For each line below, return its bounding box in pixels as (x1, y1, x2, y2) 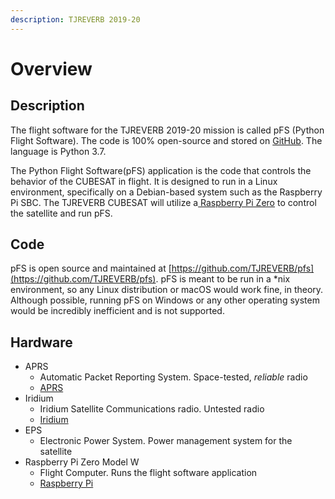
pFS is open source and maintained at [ (10, 262, 172, 275)
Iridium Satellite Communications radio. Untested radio (39, 403, 265, 415)
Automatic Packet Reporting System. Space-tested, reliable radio (39, 371, 308, 383)
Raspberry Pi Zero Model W (24, 456, 140, 468)
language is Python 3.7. (10, 145, 107, 157)
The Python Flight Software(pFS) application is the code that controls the (10, 164, 312, 176)
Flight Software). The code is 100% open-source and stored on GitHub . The (10, 134, 323, 146)
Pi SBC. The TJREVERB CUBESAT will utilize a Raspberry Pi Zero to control (10, 196, 317, 208)
